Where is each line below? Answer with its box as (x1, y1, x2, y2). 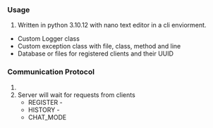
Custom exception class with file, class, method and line (17, 42, 181, 51)
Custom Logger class (17, 34, 80, 43)
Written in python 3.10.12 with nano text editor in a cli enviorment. (17, 21, 207, 30)
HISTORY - (28, 105, 60, 114)
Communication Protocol (7, 67, 95, 77)
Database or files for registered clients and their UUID (17, 49, 174, 58)
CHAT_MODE (28, 113, 67, 121)
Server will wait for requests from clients (17, 90, 135, 99)
